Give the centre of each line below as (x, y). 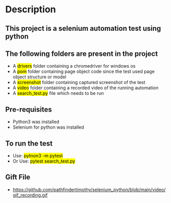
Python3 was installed (36, 122)
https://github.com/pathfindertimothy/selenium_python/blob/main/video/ (89, 189)
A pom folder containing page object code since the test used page (83, 72)
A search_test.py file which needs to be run (58, 93)
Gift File (18, 177)
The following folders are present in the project (82, 54)
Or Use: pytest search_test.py (44, 161)
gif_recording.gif (30, 195)
